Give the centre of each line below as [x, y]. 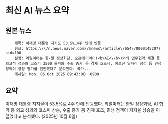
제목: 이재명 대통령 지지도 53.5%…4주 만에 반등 [58, 43]
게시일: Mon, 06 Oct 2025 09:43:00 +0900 [57, 74]
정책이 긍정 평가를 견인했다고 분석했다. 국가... [48, 69]
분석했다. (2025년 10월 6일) [50, 116]
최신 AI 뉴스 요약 [37, 10]
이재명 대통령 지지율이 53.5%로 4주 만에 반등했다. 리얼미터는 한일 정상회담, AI [82, 104]
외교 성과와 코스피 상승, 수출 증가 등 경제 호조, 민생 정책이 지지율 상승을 [85, 110]
